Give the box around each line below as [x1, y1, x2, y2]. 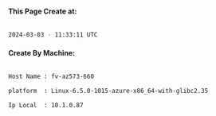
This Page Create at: [8, 6, 77, 16]
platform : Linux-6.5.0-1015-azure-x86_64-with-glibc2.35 [8, 87, 209, 95]
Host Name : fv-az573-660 [8, 72, 94, 81]
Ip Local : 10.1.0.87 [8, 102, 84, 110]
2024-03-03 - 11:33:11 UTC [8, 31, 98, 39]
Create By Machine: [8, 48, 76, 57]
